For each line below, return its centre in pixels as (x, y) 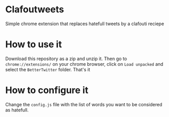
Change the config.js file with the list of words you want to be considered (84, 104)
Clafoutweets (35, 9)
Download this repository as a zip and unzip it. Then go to (66, 59)
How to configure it (47, 90)
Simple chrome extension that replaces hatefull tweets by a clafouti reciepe (85, 24)
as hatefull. (17, 110)
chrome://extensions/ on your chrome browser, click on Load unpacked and (84, 64)
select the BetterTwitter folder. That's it (48, 69)
